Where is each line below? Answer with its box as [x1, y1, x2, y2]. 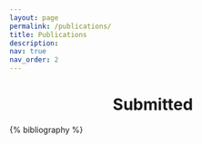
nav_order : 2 [9, 55, 59, 64]
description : [9, 38, 59, 48]
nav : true [9, 47, 47, 56]
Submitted [112, 94, 194, 115]
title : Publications [9, 30, 88, 39]
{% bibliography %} [9, 124, 84, 135]
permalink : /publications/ [9, 22, 112, 31]
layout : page [9, 13, 59, 23]
